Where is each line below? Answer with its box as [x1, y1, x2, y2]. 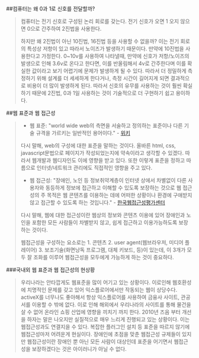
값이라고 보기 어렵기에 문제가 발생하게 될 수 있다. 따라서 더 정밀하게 [31, 67, 187, 74]
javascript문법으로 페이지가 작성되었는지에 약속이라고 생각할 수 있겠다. [20, 150, 184, 156]
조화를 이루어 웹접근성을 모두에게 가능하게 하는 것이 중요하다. [33, 254, 174, 260]
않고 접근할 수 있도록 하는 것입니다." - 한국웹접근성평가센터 [29, 199, 166, 206]
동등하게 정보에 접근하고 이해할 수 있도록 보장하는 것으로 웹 [45, 184, 182, 191]
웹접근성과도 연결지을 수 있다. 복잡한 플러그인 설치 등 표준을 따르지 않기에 [20, 323, 190, 330]
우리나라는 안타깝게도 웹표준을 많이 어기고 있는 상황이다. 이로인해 [20, 279, 171, 286]
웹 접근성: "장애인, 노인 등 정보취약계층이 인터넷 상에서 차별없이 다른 [29, 177, 187, 183]
